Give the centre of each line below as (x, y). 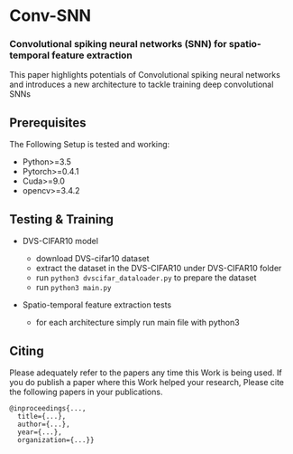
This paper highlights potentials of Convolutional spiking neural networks (145, 75)
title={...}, (42, 416)
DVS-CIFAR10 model (60, 241)
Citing (27, 350)
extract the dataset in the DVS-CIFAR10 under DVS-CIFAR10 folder (159, 269)
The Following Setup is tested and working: (90, 145)
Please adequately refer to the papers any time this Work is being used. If (146, 373)
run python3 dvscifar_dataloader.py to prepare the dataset (146, 278)
